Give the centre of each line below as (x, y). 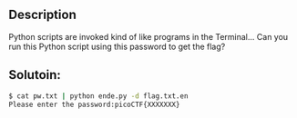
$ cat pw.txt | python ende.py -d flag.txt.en (98, 96)
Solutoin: (35, 75)
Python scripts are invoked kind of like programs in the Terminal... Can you (148, 36)
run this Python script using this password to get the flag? (117, 46)
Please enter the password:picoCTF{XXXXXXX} (94, 104)
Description (42, 15)
